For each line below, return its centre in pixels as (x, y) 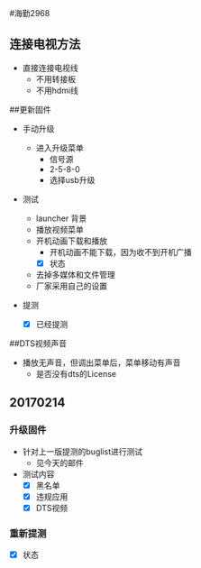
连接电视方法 (45, 45)
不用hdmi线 (57, 90)
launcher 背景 (61, 218)
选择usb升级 (72, 179)
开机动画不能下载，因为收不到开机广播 (120, 252)
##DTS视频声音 (38, 343)
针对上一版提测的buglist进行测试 (82, 451)
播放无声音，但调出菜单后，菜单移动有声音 (101, 362)
